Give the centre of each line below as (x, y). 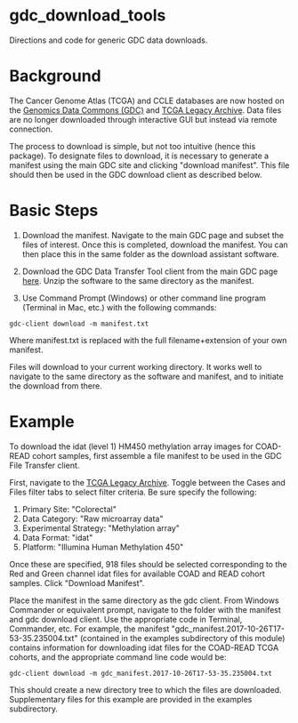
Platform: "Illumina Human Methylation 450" (103, 547)
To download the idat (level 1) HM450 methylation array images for (131, 446)
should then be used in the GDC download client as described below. (136, 174)
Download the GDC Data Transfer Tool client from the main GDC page (150, 271)
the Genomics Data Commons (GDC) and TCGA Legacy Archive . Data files (145, 110)
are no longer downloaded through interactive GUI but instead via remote (143, 119)
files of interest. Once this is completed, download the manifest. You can (155, 245)
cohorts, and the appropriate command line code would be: (118, 657)
